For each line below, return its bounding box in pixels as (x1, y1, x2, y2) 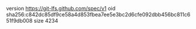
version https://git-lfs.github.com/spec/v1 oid (6, 5, 116, 12)
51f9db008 (6, 17, 33, 24)
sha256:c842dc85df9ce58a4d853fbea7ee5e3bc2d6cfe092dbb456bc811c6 (6, 11, 191, 18)
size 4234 (34, 17, 58, 24)
